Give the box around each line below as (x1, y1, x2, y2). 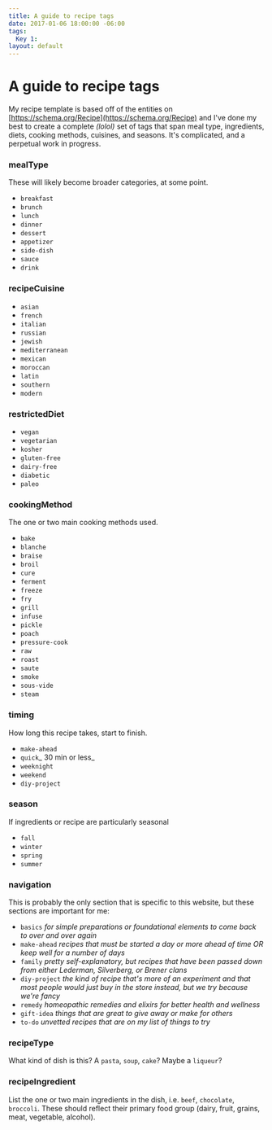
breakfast (19, 195, 54, 204)
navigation (8, 878, 52, 890)
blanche (19, 543, 46, 552)
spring (19, 852, 43, 860)
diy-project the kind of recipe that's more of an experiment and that (19, 974, 251, 983)
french (19, 311, 43, 320)
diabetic (19, 471, 50, 480)
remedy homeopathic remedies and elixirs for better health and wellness (19, 1000, 261, 1010)
